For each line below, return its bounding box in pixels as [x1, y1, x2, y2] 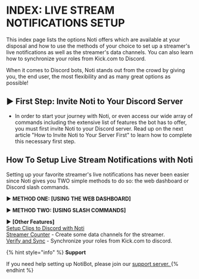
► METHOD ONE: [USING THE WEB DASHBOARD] [6, 195, 131, 202]
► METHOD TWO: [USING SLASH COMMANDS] [6, 206, 126, 213]
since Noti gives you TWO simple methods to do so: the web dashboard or [6, 177, 189, 184]
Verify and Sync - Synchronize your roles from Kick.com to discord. [6, 237, 173, 244]
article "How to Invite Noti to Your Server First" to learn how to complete [14, 131, 192, 138]
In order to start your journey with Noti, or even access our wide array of [14, 112, 193, 119]
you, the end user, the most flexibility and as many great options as [6, 73, 171, 80]
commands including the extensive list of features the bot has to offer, [14, 119, 187, 126]
